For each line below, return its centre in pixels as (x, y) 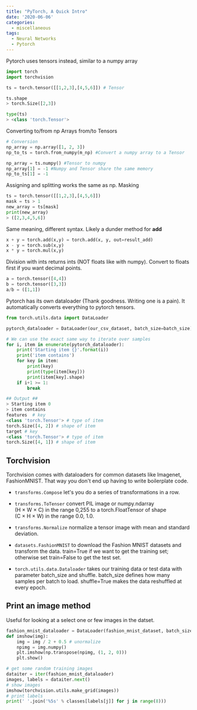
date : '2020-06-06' (30, 17)
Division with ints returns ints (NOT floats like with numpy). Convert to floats (98, 262)
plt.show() (30, 658)
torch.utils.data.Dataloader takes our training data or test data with (98, 569)
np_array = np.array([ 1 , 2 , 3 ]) (45, 147)
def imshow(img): (27, 636)
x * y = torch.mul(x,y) (35, 251)
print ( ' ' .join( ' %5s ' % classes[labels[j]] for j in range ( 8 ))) (86, 701)
